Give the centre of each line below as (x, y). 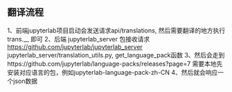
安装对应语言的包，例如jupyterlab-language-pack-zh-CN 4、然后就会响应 (113, 72)
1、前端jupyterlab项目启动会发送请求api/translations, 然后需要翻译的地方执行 (116, 30)
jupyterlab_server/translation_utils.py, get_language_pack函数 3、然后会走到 (116, 55)
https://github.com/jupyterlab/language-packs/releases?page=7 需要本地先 (115, 64)
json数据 (25, 81)
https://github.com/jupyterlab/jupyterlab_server (75, 46)
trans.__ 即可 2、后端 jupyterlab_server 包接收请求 (79, 39)
